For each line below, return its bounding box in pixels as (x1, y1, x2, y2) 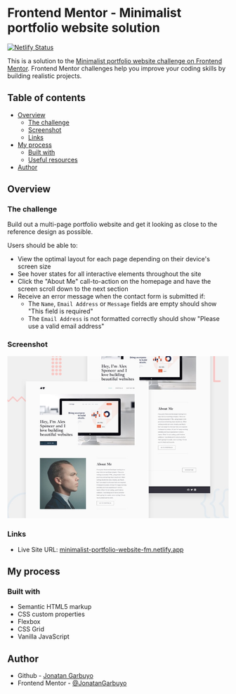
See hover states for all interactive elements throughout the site (17, 270, 202, 278)
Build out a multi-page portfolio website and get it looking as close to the (7, 220, 218, 229)
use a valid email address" (27, 322, 105, 331)
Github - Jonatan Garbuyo (17, 672, 93, 680)
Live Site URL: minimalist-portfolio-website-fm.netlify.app (17, 545, 184, 554)
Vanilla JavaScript (17, 632, 70, 641)
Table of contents (7, 92, 86, 104)
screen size (17, 262, 51, 271)
